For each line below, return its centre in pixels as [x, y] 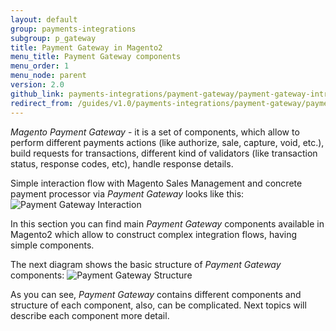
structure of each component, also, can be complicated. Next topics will [158, 305]
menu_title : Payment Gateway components [96, 57]
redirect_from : [42, 103]
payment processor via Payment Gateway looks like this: [127, 193]
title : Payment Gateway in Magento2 [86, 47]
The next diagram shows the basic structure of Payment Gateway [146, 264]
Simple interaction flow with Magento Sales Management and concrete [156, 183]
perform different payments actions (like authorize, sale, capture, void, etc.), [167, 142]
